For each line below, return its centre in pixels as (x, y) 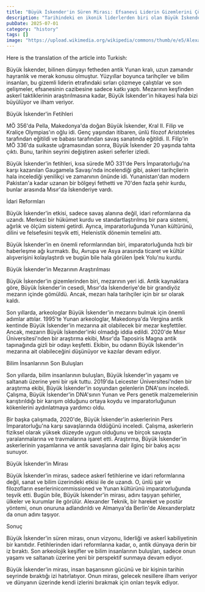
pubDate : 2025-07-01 (33, 23)
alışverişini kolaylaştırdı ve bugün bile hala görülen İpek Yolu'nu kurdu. (95, 258)
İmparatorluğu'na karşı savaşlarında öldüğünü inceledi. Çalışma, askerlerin (100, 426)
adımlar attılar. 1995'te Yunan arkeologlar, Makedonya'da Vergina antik (95, 319)
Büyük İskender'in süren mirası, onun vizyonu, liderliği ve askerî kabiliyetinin (102, 538)
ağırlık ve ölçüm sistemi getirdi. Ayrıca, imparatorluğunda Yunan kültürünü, (100, 226)
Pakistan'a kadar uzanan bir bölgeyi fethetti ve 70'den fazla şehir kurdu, (97, 183)
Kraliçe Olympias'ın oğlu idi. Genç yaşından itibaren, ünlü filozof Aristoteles (101, 132)
